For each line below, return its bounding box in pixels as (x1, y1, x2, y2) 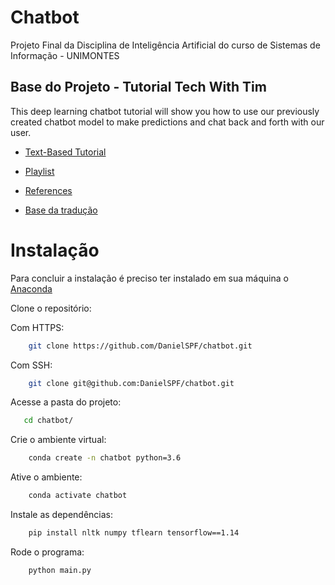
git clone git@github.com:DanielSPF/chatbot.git (28, 378, 235, 388)
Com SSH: (10, 359, 53, 371)
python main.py (28, 565, 92, 575)
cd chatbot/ (23, 416, 74, 426)
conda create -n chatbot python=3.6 (28, 453, 182, 463)
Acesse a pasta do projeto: (10, 396, 122, 408)
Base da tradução (24, 204, 98, 216)
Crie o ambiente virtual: (10, 434, 107, 446)
